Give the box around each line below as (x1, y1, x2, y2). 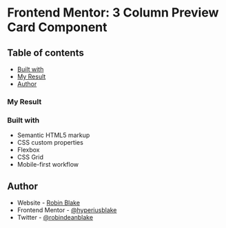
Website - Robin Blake (17, 198, 81, 207)
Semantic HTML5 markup (17, 131, 90, 139)
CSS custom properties (17, 138, 84, 147)
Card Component (7, 19, 108, 35)
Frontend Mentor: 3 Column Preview (7, 5, 219, 21)
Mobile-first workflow (17, 160, 79, 169)
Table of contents (7, 47, 84, 59)
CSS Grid (17, 153, 43, 161)
